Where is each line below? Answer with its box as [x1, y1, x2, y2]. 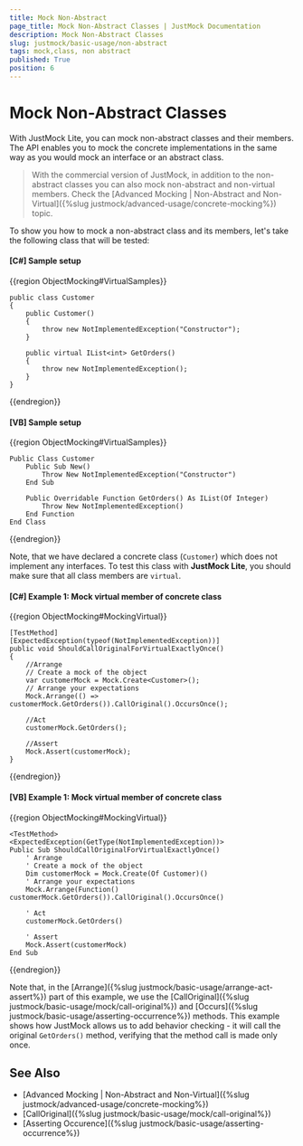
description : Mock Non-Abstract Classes [9, 30, 165, 39]
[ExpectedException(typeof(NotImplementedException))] [9, 637, 221, 646]
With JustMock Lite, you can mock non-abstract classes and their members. [9, 132, 294, 143]
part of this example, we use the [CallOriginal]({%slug [48, 991, 250, 1002]
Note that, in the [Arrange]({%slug [9, 981, 137, 992]
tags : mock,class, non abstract [9, 47, 131, 56]
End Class [9, 517, 47, 527]
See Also [9, 1065, 61, 1081]
